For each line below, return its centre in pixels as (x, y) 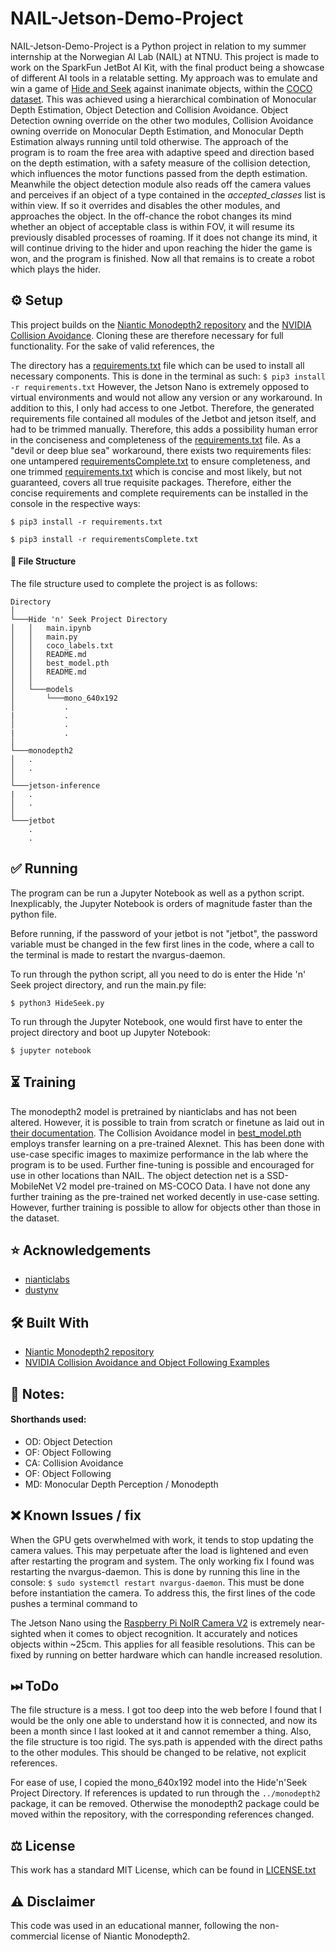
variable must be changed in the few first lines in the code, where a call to (162, 944)
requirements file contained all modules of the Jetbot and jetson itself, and (163, 418)
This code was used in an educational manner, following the (134, 1926)
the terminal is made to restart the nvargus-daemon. (118, 954)
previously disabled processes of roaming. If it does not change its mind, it (164, 237)
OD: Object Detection (68, 1441)
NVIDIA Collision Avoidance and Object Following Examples (147, 1363)
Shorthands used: (48, 1419)
